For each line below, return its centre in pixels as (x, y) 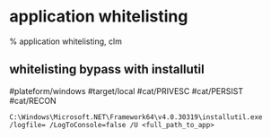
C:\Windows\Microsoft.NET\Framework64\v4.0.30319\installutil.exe (136, 117)
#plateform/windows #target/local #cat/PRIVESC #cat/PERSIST (127, 91)
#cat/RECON (33, 100)
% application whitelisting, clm (66, 41)
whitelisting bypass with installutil (107, 69)
